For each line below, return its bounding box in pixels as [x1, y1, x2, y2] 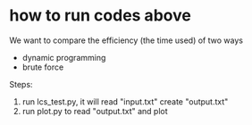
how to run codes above [9, 5, 192, 26]
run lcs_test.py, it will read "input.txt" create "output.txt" [21, 96, 229, 107]
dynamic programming [21, 52, 106, 62]
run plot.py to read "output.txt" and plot [21, 105, 168, 116]
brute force [21, 62, 64, 72]
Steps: [9, 79, 33, 89]
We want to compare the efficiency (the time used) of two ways [9, 35, 244, 46]
